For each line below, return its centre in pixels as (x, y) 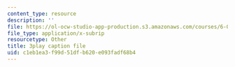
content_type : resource (42, 14)
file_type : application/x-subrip (56, 33)
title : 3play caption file (47, 46)
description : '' (31, 20)
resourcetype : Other (37, 40)
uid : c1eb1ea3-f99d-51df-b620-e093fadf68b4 (72, 53)
